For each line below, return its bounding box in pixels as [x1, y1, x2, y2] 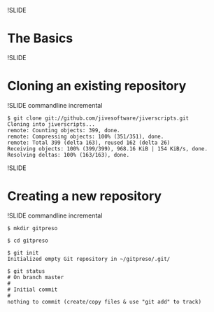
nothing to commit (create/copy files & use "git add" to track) [7, 298, 201, 305]
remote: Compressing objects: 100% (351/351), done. [7, 133, 164, 140]
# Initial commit [7, 286, 58, 293]
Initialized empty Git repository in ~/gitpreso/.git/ [7, 255, 171, 262]
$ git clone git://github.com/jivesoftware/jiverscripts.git [7, 115, 190, 122]
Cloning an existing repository [7, 78, 187, 94]
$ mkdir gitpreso [7, 225, 58, 232]
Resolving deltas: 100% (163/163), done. [7, 151, 130, 158]
